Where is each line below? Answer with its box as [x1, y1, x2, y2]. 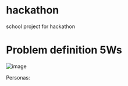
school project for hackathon [6, 23, 76, 30]
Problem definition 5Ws [6, 43, 122, 57]
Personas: [6, 74, 30, 81]
